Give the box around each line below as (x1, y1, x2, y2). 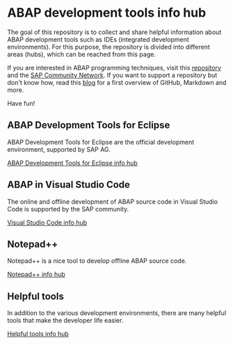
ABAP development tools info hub (7, 5, 207, 21)
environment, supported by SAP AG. (7, 145, 111, 154)
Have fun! (7, 99, 35, 107)
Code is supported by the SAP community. (7, 204, 129, 213)
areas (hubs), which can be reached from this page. (7, 50, 156, 58)
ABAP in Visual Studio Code (7, 179, 131, 191)
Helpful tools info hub (7, 330, 70, 338)
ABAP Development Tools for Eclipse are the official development (7, 138, 195, 146)
